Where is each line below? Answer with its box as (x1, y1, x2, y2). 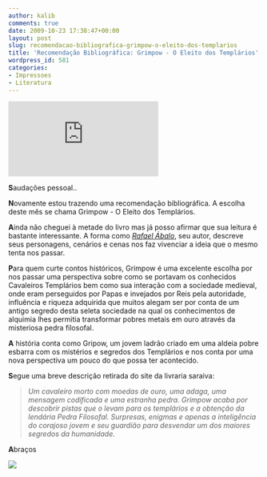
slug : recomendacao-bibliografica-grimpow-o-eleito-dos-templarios (8, 42, 238, 50)
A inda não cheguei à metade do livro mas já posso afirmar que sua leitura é (8, 222, 257, 232)
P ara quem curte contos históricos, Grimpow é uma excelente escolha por (8, 263, 253, 273)
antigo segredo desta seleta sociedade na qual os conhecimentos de (8, 306, 236, 315)
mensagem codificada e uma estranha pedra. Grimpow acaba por (27, 395, 248, 404)
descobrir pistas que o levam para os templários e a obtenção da (27, 403, 245, 413)
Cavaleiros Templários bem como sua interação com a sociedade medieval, (8, 280, 257, 290)
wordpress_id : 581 (8, 57, 70, 65)
